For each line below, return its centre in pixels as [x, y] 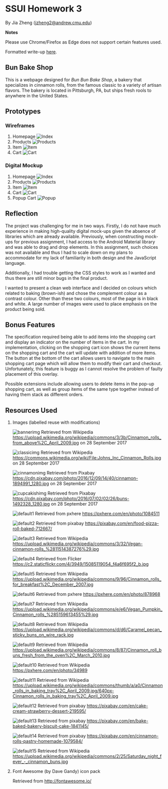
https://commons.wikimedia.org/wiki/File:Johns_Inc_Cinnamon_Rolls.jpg [87, 458]
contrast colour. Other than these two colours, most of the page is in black [82, 298]
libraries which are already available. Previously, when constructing [74, 236]
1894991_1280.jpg [30, 484]
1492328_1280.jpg [31, 504]
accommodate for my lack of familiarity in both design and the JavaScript [81, 258]
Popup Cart [24, 198]
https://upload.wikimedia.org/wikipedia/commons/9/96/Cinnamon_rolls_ [87, 579]
